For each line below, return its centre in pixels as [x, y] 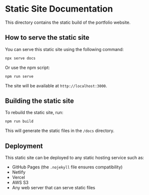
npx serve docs [20, 58]
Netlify [19, 172]
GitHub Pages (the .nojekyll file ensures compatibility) [67, 167]
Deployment [24, 146]
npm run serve [19, 76]
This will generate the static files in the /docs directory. [60, 131]
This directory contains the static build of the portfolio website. [68, 22]
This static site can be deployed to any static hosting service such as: [74, 158]
